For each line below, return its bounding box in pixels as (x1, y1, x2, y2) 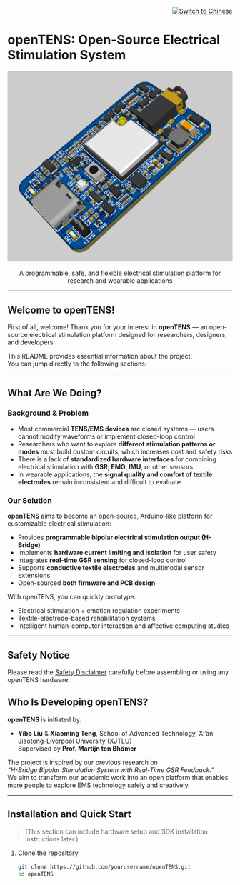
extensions (17, 571, 51, 580)
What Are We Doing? (7, 386, 102, 399)
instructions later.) (24, 834, 79, 843)
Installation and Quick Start (7, 808, 132, 821)
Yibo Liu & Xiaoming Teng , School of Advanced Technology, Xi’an (17, 729, 214, 737)
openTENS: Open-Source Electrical (7, 32, 220, 48)
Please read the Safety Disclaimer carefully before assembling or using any (7, 668, 229, 676)
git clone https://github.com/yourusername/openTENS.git (17, 863, 191, 871)
